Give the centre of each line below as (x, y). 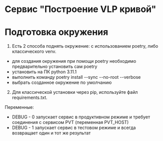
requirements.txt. (30, 98)
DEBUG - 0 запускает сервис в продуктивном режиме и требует (81, 117)
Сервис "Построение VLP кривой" (80, 9)
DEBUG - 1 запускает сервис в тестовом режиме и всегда (74, 128)
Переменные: (19, 107)
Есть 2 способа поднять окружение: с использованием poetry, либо (85, 46)
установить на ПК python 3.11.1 (44, 72)
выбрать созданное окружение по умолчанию (62, 83)
